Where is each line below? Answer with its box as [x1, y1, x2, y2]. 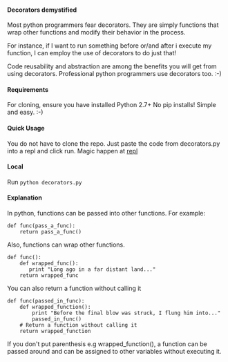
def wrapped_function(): [19, 304, 91, 311]
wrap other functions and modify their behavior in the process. [7, 28, 186, 37]
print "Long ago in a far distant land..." [28, 266, 156, 273]
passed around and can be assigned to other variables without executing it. [7, 347, 222, 356]
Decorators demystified [7, 6, 77, 14]
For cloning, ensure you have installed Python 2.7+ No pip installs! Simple [7, 101, 216, 109]
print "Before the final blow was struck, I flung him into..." [32, 309, 221, 317]
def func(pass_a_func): [7, 222, 76, 229]
